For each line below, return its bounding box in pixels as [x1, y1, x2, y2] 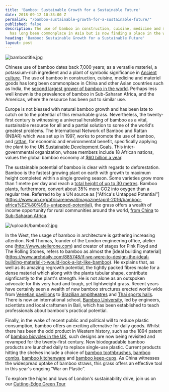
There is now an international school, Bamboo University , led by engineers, [5, 296, 161, 302]
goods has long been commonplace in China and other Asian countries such [5, 80, 164, 86]
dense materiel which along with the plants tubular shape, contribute [5, 270, 147, 276]
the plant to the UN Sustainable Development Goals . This [5, 144, 123, 150]
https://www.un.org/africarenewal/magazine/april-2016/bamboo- [7, 196, 142, 202]
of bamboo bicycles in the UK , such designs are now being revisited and [5, 333, 155, 339]
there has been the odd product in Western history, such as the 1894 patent [5, 328, 162, 334]
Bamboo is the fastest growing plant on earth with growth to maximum [5, 169, 151, 176]
